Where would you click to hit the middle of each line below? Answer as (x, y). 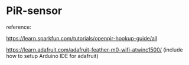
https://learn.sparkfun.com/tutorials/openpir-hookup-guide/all (82, 38)
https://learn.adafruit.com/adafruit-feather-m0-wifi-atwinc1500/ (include (94, 49)
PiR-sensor (34, 11)
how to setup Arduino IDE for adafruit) (52, 56)
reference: (19, 27)
